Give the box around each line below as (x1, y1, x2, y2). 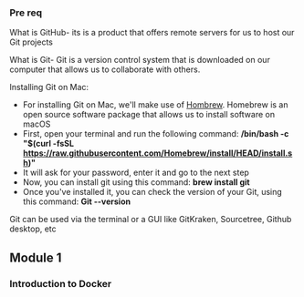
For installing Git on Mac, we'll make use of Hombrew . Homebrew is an (22, 99, 289, 110)
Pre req (9, 6, 43, 19)
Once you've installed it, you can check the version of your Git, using (22, 187, 283, 198)
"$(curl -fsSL (22, 138, 75, 149)
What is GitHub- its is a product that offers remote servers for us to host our (9, 27, 295, 38)
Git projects (9, 36, 53, 47)
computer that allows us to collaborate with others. (9, 64, 201, 75)
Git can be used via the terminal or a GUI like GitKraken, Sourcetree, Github (9, 214, 292, 225)
